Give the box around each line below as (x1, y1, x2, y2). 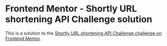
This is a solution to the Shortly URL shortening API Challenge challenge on (5, 30, 162, 36)
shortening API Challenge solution (5, 13, 153, 25)
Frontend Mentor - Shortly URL (5, 3, 137, 14)
